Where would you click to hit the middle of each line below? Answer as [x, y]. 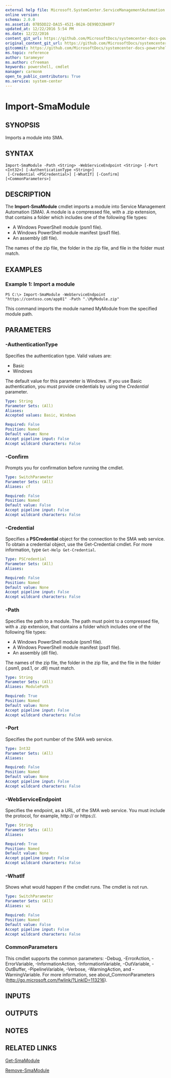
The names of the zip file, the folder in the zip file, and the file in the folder [83, 663]
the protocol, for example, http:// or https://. [51, 816]
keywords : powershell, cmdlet [37, 67]
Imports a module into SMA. [34, 137]
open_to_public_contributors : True [43, 77]
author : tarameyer [25, 57]
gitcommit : [17, 48]
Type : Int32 [18, 748]
